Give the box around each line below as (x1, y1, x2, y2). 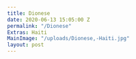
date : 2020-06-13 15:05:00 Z (7, 16, 90, 23)
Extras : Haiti (7, 28, 48, 36)
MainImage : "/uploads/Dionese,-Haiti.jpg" (7, 35, 130, 42)
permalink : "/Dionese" (7, 22, 72, 29)
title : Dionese (7, 9, 51, 17)
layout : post (7, 41, 44, 48)
